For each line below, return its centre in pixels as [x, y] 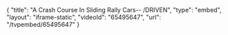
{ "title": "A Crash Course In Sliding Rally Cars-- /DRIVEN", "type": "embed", [114, 10]
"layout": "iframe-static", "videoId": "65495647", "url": [84, 17]
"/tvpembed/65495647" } [43, 24]
